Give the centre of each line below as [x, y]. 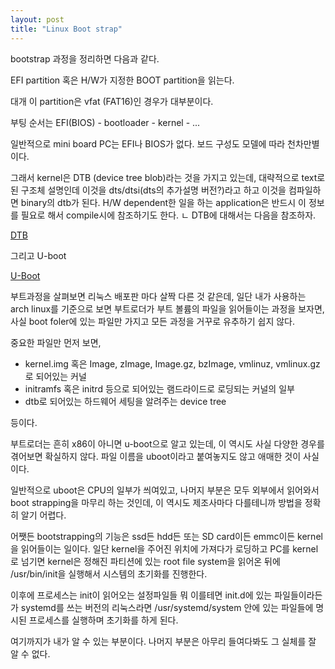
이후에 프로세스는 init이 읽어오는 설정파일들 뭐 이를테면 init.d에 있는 [141, 595]
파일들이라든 [298, 595]
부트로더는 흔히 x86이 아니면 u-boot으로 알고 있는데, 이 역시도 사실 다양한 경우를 [167, 443]
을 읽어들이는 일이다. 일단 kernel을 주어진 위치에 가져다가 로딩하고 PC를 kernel [164, 548]
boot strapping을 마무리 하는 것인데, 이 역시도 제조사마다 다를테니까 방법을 [156, 502]
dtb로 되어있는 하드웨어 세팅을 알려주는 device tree [125, 401]
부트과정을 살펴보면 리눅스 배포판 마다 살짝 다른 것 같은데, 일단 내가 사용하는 [158, 296]
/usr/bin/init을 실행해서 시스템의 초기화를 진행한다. [109, 573]
